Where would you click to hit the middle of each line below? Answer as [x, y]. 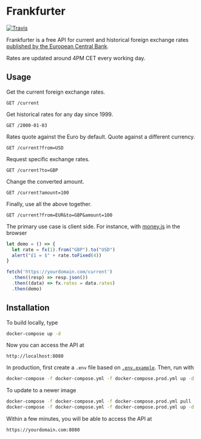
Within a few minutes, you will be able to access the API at [79, 419]
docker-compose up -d [34, 334]
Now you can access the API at [45, 345]
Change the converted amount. [45, 181]
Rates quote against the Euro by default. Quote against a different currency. [101, 137]
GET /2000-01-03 [27, 125]
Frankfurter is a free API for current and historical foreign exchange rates [97, 40]
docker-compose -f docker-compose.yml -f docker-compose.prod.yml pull [99, 402]
